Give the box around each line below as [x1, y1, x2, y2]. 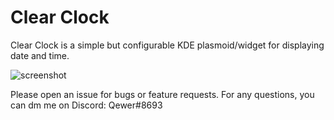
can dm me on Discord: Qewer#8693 [10, 99, 163, 111]
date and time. [10, 49, 70, 61]
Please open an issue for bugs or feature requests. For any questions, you [10, 88, 315, 100]
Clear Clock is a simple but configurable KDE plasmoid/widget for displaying [10, 39, 325, 51]
